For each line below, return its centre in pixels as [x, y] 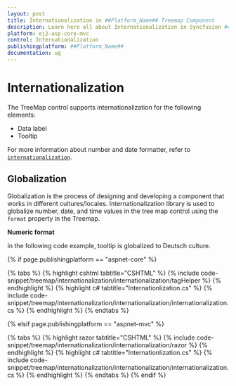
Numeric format [31, 232]
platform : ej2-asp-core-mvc [48, 33]
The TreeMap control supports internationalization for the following [104, 107]
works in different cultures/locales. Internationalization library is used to [111, 203]
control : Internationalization [53, 40]
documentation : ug [34, 53]
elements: [22, 115]
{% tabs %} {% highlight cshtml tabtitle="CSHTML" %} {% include [103, 273]
